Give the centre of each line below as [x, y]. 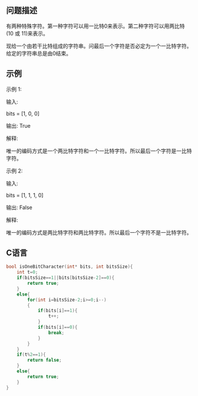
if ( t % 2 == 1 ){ [31, 355]
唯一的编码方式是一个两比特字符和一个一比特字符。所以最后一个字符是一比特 [99, 151]
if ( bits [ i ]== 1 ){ [57, 311]
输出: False [19, 207]
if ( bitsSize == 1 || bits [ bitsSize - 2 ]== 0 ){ [66, 278]
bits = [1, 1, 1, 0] [25, 195]
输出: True [18, 125]
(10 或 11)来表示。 [27, 33]
